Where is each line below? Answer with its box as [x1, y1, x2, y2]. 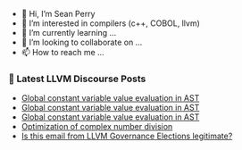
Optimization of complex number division [21, 121, 173, 132]
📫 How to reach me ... [21, 47, 104, 57]
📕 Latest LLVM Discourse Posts [8, 72, 146, 85]
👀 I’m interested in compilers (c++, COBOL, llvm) [21, 18, 200, 29]
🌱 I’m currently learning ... [21, 28, 117, 37]
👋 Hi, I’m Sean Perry [21, 9, 96, 19]
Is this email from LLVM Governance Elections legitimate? [21, 130, 233, 142]
